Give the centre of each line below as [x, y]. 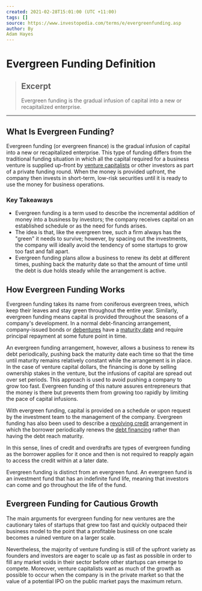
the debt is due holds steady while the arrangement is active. [90, 271]
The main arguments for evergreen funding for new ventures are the [91, 518]
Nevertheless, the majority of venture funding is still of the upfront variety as [101, 549]
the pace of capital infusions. [42, 399]
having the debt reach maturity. [45, 436]
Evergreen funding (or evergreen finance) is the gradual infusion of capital [98, 146]
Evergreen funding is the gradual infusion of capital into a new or [101, 101]
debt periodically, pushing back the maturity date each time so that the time [100, 354]
